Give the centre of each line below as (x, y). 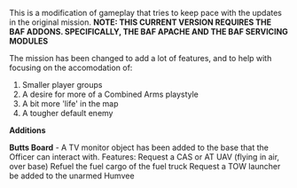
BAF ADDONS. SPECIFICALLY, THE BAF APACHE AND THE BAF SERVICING (148, 31)
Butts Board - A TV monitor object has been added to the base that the (139, 147)
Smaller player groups (62, 85)
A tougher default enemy (67, 113)
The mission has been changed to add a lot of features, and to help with (141, 58)
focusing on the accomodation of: (71, 67)
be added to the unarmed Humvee (72, 176)
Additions (27, 130)
